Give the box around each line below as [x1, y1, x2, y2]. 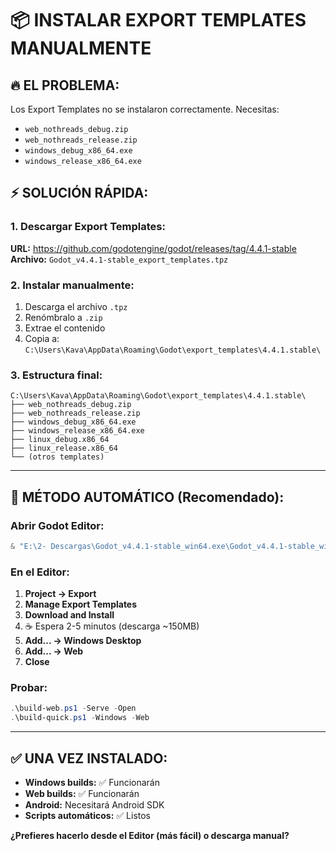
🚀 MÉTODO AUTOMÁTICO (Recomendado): [10, 488, 285, 506]
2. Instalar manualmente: [10, 278, 135, 292]
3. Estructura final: [10, 368, 103, 382]
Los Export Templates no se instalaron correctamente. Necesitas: [10, 103, 280, 115]
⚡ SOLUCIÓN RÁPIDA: [10, 185, 149, 202]
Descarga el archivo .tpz [24, 300, 128, 312]
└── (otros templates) [10, 452, 105, 462]
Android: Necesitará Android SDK [24, 799, 165, 811]
